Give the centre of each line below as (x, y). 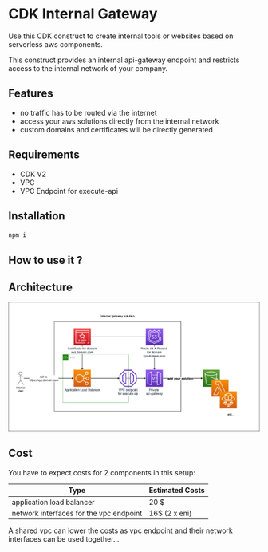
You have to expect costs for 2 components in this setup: (102, 472)
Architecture (41, 288)
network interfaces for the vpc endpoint (77, 513)
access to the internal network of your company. (88, 68)
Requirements (44, 155)
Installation (37, 216)
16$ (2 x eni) (170, 513)
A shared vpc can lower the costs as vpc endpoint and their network (121, 530)
